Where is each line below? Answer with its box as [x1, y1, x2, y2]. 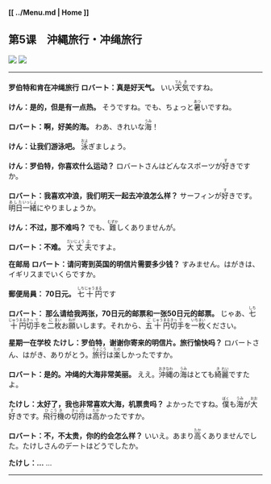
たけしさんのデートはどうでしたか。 [22, 441, 143, 450]
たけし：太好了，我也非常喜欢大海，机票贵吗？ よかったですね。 [8, 399, 223, 408]
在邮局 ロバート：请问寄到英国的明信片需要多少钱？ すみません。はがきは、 [8, 259, 260, 269]
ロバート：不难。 [8, 242, 65, 251]
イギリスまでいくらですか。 [8, 269, 101, 279]
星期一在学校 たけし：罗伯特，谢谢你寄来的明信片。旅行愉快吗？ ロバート [8, 337, 252, 347]
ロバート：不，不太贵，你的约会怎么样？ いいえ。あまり [8, 431, 194, 441]
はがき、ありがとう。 [22, 350, 93, 359]
